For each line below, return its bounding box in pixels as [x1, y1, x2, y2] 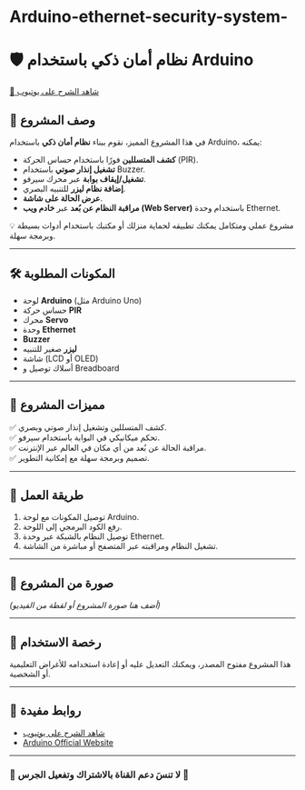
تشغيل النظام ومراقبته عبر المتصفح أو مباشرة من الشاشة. [22, 541, 219, 552]
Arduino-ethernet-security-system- [9, 6, 289, 27]
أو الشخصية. [9, 668, 52, 679]
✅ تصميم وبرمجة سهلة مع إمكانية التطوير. [9, 452, 150, 463]
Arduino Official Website [22, 736, 114, 747]
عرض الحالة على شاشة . [22, 193, 103, 204]
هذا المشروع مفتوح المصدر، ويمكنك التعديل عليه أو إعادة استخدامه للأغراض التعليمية [9, 659, 291, 669]
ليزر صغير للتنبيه [22, 343, 77, 354]
